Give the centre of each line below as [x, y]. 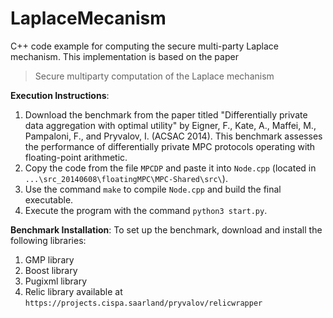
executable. [49, 199]
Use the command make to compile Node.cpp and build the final [153, 189]
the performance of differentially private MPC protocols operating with [170, 146]
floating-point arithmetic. [76, 157]
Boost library [51, 270]
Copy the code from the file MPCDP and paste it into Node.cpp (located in [170, 168]
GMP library [49, 259]
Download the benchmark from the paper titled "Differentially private [166, 114]
